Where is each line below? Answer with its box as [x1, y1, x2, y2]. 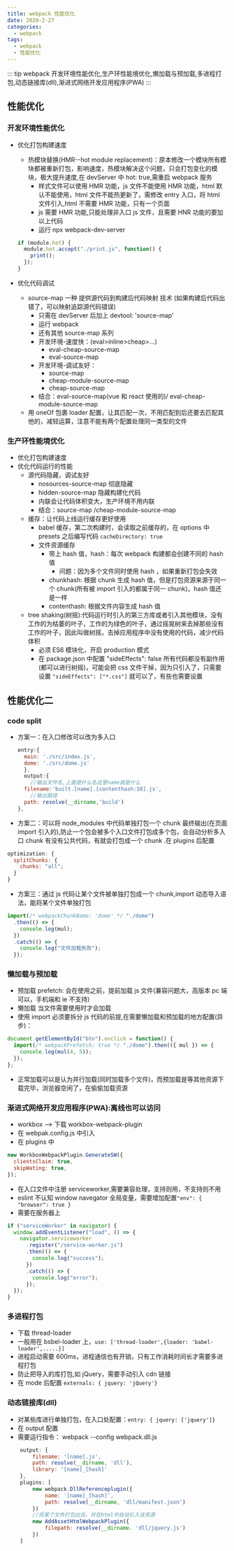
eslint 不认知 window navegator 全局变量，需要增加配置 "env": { [17, 1194, 203, 1202]
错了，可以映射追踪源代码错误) [27, 302, 117, 311]
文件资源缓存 [38, 541, 75, 549]
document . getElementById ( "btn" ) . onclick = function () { [7, 1035, 173, 1042]
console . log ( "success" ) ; [32, 1255, 105, 1262]
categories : [7, 23, 42, 30]
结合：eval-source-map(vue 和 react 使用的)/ [38, 392, 169, 400]
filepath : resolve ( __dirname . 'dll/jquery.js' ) [44, 1524, 187, 1532]
